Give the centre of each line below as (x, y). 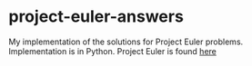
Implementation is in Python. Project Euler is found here (113, 51)
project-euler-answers (96, 17)
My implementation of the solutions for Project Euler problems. (126, 42)
